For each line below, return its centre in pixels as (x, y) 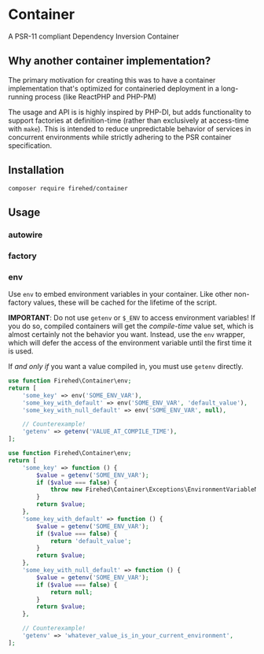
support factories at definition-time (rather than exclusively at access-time (128, 120)
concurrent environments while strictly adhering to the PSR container (120, 137)
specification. (30, 145)
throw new (66, 490)
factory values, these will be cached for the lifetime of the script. (113, 303)
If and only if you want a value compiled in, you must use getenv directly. (126, 367)
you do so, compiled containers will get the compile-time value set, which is (131, 326)
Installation (36, 170)
